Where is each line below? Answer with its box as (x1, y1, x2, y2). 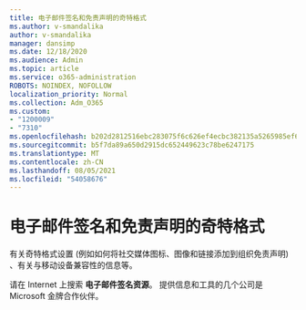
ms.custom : (9, 107, 51, 116)
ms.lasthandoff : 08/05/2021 (9, 166, 117, 175)
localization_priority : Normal (9, 89, 128, 98)
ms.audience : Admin (9, 56, 84, 65)
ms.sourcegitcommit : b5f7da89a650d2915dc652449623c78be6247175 (9, 140, 255, 150)
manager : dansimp (9, 38, 76, 48)
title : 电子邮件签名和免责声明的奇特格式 (9, 13, 148, 23)
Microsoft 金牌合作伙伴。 (9, 291, 104, 302)
